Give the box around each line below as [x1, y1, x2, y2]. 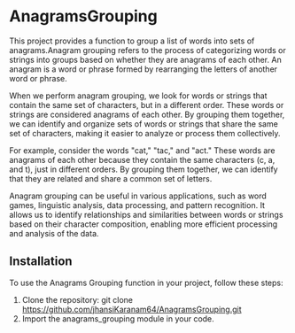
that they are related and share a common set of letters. [9, 173, 213, 183]
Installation [9, 254, 73, 269]
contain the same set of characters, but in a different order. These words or [9, 99, 284, 110]
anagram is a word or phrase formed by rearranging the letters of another [9, 64, 277, 74]
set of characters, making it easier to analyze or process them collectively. [9, 128, 281, 138]
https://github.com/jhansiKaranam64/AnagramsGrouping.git [21, 304, 242, 314]
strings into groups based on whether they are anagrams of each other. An [9, 54, 282, 65]
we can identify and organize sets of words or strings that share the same [9, 118, 279, 129]
